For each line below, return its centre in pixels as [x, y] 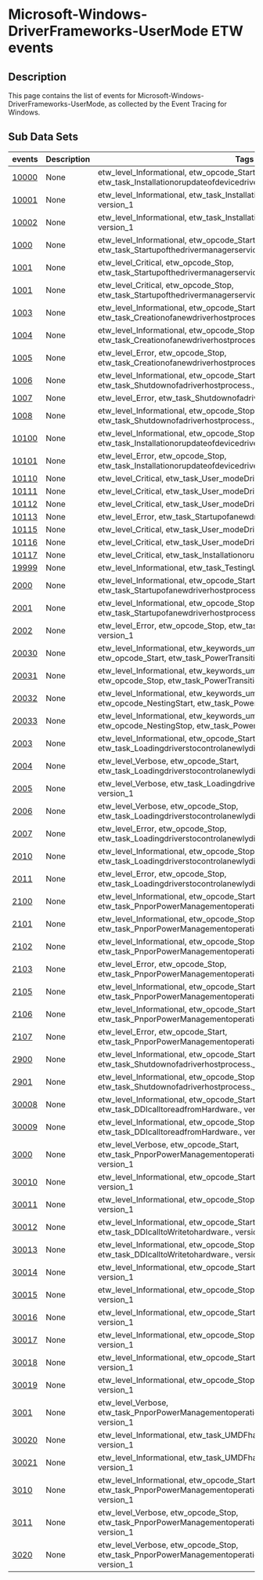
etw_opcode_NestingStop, [146, 725]
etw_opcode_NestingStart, [146, 702]
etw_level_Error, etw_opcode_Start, [162, 1031]
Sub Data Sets [43, 137]
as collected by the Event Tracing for [168, 104]
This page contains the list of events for [72, 95]
